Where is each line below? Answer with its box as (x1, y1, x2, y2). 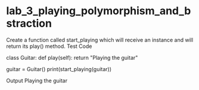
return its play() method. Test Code (6, 43, 92, 50)
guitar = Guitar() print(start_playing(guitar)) (6, 65, 112, 72)
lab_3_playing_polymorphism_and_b (6, 4, 191, 18)
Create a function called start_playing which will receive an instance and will (6, 36, 194, 43)
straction (6, 17, 52, 30)
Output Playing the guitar (6, 77, 67, 84)
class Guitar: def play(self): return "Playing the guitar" (6, 54, 138, 61)
